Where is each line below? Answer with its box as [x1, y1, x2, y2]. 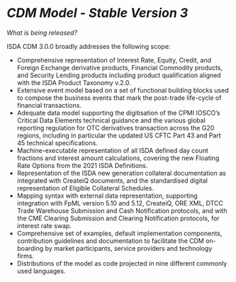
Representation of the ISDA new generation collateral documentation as [16, 169, 226, 177]
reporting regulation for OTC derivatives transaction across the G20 [16, 123, 215, 132]
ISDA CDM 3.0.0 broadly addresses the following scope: [6, 42, 171, 50]
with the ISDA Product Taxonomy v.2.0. [16, 78, 132, 86]
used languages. [16, 266, 66, 275]
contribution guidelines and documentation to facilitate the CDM [16, 236, 205, 245]
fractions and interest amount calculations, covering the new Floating [16, 154, 220, 162]
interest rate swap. [16, 221, 72, 230]
